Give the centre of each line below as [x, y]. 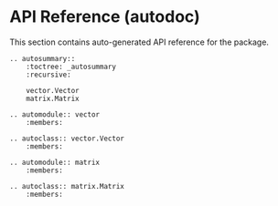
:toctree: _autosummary [71, 67]
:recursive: [48, 75]
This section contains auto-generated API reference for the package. [139, 42]
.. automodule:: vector [55, 114]
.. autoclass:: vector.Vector [67, 139]
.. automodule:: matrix [55, 162]
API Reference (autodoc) [105, 17]
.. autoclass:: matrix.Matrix [67, 186]
